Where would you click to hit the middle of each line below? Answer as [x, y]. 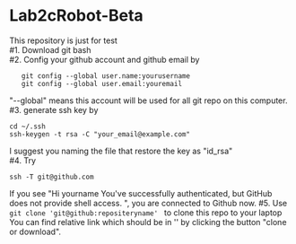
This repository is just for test [64, 40]
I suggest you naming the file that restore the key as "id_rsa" [121, 151]
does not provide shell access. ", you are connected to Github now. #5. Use [148, 203]
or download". [35, 231]
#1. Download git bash [50, 49]
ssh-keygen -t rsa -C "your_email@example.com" [100, 134]
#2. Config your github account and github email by [104, 59]
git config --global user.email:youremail [101, 83]
